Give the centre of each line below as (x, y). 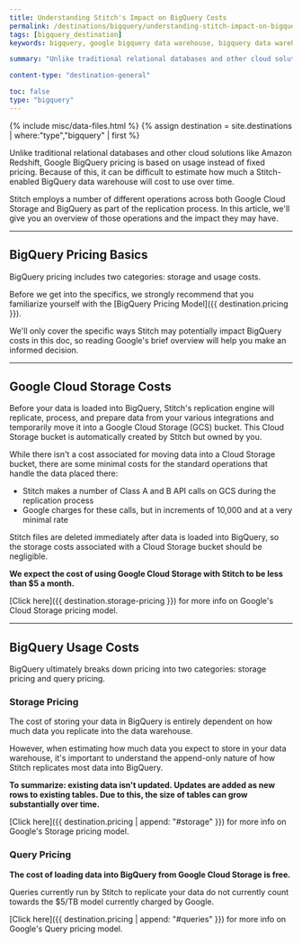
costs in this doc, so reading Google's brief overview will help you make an (148, 340)
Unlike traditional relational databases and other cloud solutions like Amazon (151, 152)
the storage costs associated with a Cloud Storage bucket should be (136, 547)
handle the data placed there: (64, 473)
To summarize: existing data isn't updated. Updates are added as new (142, 785)
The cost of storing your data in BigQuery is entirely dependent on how (141, 721)
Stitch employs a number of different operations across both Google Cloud (147, 198)
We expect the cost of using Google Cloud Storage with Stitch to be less (146, 574)
